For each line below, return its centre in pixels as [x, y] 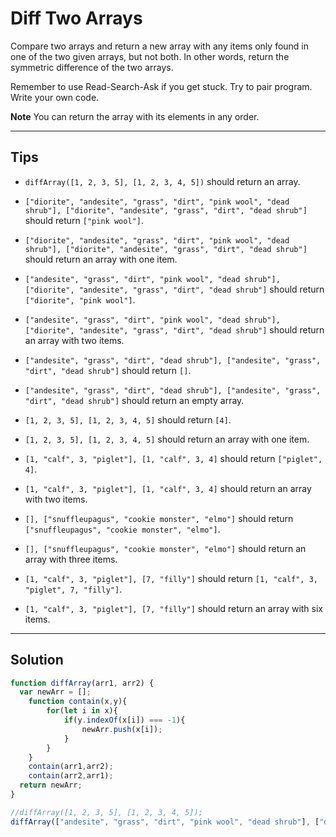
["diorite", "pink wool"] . [80, 299]
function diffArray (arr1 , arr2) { [82, 683]
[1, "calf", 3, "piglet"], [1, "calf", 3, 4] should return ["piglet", [173, 458]
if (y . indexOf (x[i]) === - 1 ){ [124, 720]
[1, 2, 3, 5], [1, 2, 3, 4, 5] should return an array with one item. [167, 439]
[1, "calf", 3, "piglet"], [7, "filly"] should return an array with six [173, 608]
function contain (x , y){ [78, 702]
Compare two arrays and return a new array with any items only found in [160, 46]
